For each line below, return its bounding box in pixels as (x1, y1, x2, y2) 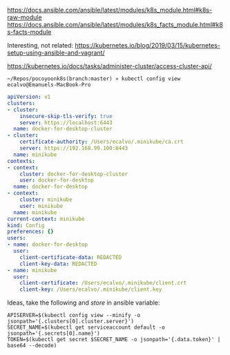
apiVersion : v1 (7, 93, 51, 100)
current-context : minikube (7, 215, 85, 222)
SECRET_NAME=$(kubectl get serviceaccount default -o (7, 324, 166, 331)
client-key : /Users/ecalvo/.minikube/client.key (19, 286, 162, 293)
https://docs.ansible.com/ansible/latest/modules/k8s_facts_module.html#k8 (7, 21, 223, 28)
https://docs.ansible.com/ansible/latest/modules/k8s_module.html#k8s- (7, 6, 213, 14)
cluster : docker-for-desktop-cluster (19, 171, 128, 177)
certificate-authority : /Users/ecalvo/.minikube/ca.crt (19, 138, 184, 146)
